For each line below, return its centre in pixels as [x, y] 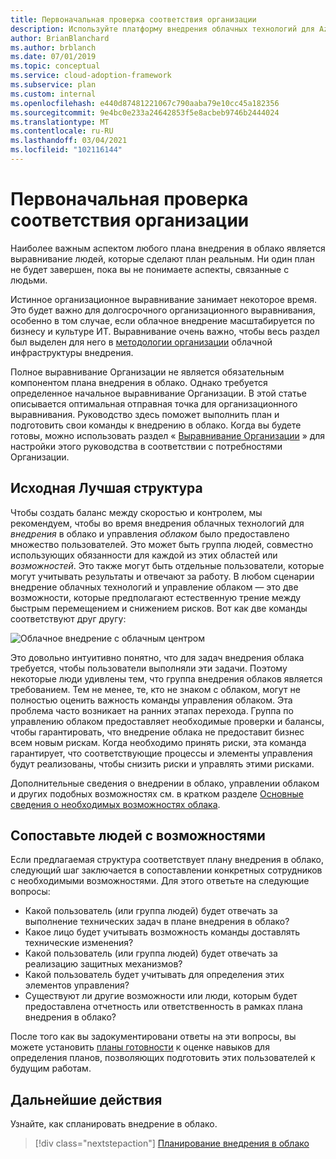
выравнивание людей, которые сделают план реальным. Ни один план [162, 258]
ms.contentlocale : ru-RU [62, 131]
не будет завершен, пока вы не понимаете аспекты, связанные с [150, 269]
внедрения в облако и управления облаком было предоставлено [150, 533]
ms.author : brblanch [53, 47]
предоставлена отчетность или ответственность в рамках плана [163, 1007]
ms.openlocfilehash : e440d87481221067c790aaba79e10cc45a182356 [145, 103]
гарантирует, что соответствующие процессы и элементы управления [161, 753]
